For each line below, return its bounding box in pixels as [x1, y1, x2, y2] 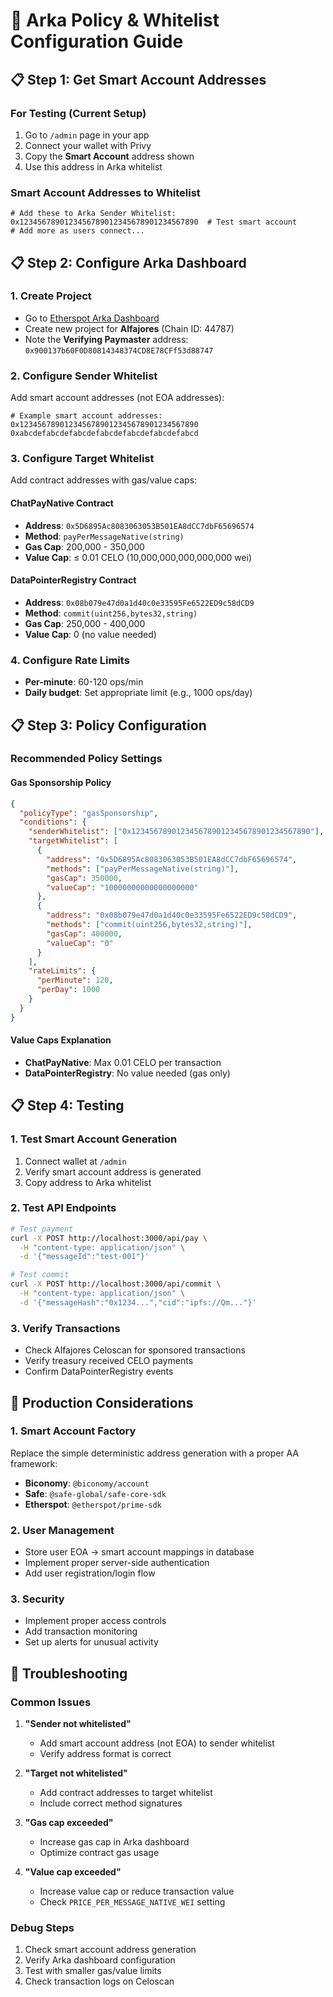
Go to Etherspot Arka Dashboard [24, 312, 160, 324]
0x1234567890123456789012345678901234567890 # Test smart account [10, 217, 298, 228]
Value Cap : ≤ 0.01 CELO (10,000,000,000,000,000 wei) [24, 551, 253, 563]
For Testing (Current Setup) [10, 106, 147, 120]
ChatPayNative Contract [10, 497, 114, 509]
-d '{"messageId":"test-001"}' [19, 1252, 150, 1262]
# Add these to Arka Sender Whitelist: [10, 209, 177, 219]
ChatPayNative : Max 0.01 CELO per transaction [24, 1056, 222, 1068]
